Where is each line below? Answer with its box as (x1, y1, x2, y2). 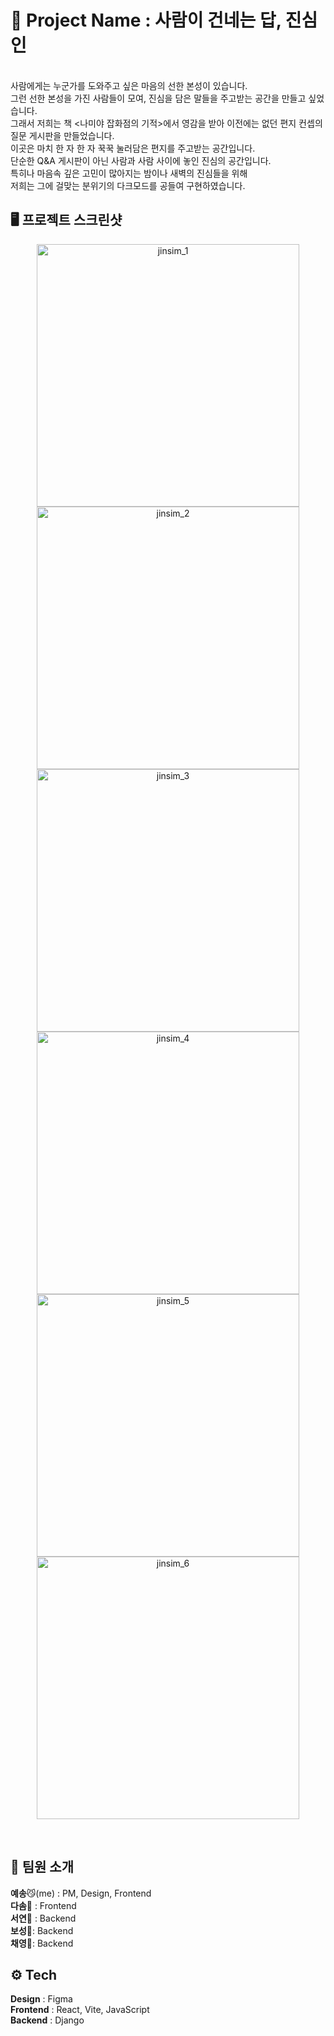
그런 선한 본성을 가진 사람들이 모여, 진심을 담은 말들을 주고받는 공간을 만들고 (10, 92, 307, 104)
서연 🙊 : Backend (10, 1912, 77, 1924)
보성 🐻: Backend (10, 1924, 74, 1936)
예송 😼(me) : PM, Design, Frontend (10, 1887, 152, 1899)
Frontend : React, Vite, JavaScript (10, 2004, 150, 2016)
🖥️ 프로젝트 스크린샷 (10, 212, 123, 229)
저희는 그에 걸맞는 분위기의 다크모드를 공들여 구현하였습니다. (10, 179, 246, 191)
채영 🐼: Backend (10, 1937, 74, 1949)
